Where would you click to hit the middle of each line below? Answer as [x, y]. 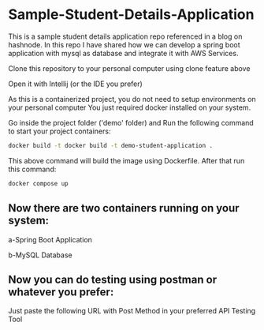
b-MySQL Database [40, 255]
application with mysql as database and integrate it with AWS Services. [123, 53]
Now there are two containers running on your [124, 208]
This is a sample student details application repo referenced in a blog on [125, 36]
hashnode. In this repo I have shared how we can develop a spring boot [124, 44]
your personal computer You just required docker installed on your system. [130, 107]
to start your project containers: [59, 131]
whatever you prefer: [61, 292]
